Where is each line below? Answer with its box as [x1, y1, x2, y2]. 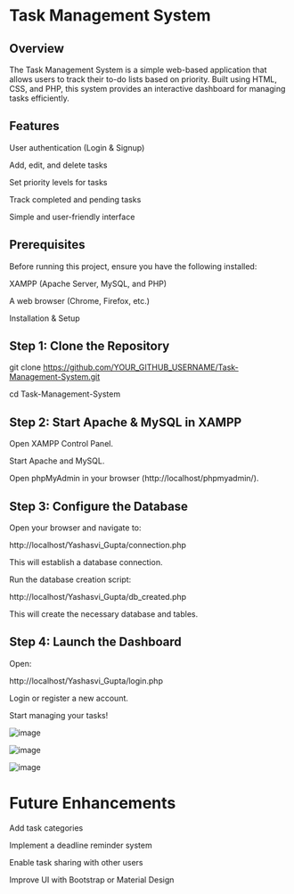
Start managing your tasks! [9, 709, 109, 720]
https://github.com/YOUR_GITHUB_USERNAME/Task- [43, 362, 239, 373]
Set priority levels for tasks [9, 176, 108, 187]
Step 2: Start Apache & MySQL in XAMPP [9, 414, 242, 430]
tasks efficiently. [9, 93, 69, 103]
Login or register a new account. [9, 693, 129, 703]
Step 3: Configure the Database [9, 498, 189, 513]
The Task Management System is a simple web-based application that [9, 64, 267, 75]
